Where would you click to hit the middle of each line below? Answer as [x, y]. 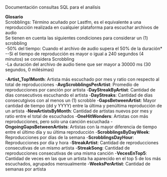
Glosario [14, 17]
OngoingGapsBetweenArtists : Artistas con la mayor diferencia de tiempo [81, 127]
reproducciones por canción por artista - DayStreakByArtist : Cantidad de [80, 90]
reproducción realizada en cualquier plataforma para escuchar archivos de [82, 27]
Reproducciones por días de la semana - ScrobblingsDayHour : [70, 137]
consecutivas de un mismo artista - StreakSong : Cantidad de [68, 148]
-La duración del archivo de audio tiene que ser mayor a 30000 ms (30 [78, 64]
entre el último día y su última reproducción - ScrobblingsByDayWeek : [78, 132]
